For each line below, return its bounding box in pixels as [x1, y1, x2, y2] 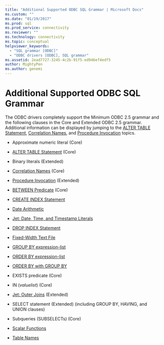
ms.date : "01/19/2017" [5, 16, 52, 21]
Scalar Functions [12, 325, 47, 331]
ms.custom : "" [5, 12, 34, 17]
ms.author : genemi [5, 67, 43, 72]
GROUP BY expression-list [12, 244, 66, 250]
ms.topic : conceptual [5, 39, 50, 44]
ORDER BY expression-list [12, 253, 65, 259]
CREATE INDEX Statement [12, 196, 65, 202]
